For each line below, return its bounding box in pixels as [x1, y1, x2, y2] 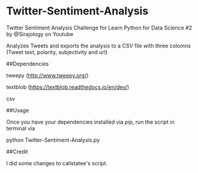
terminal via [6, 124, 35, 132]
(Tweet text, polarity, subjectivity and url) [6, 48, 108, 55]
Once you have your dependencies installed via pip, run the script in [6, 118, 175, 126]
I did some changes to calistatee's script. [6, 159, 108, 166]
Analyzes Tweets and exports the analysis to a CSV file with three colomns [6, 42, 191, 49]
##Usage [6, 106, 29, 114]
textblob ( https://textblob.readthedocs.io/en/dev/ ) [6, 83, 130, 91]
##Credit [6, 148, 28, 155]
